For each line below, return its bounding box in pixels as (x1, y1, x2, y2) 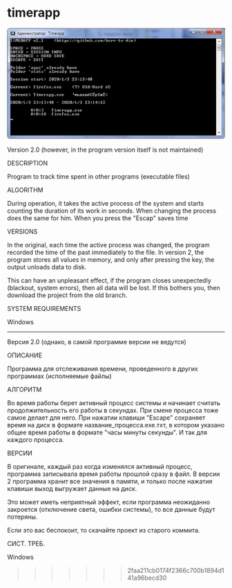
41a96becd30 (127, 573, 167, 582)
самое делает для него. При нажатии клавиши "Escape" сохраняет (7, 413, 206, 422)
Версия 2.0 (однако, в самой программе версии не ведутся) (7, 337, 186, 346)
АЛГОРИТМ (7, 385, 42, 393)
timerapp (7, 5, 61, 21)
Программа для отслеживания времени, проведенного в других (7, 364, 198, 373)
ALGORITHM (7, 186, 43, 194)
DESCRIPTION (7, 159, 48, 167)
